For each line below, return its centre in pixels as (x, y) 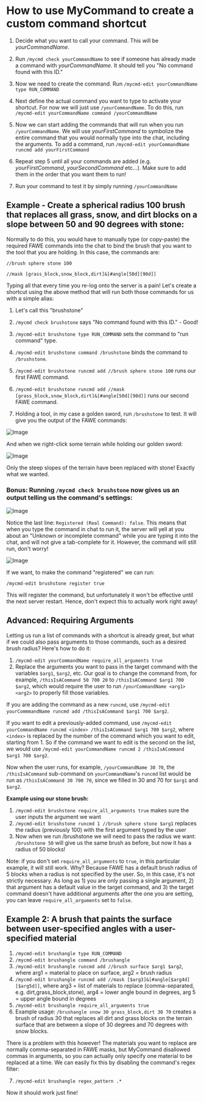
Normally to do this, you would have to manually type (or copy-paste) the (98, 239)
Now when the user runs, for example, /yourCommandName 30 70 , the (90, 767)
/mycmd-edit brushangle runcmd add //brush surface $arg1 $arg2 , (99, 966)
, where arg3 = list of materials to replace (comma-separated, (117, 985)
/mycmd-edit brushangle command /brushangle (72, 960)
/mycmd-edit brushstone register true (55, 584)
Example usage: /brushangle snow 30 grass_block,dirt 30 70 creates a (105, 1012)
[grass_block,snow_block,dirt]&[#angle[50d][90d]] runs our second (102, 395)
